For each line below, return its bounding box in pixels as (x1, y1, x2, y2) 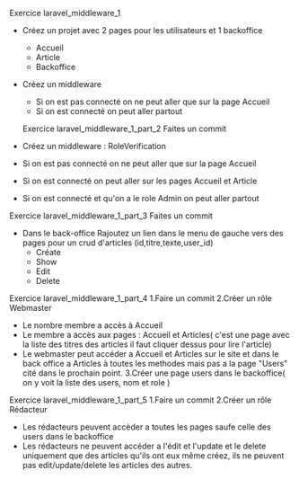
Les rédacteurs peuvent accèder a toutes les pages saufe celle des (22, 421, 271, 432)
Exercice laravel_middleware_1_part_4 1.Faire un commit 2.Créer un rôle (9, 293, 272, 304)
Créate (35, 247, 61, 257)
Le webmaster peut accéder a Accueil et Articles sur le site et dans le (22, 349, 279, 359)
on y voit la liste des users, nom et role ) (22, 377, 171, 387)
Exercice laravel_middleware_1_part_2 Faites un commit (22, 123, 227, 134)
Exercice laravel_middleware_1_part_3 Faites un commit (9, 210, 214, 221)
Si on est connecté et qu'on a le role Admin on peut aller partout (22, 193, 259, 203)
